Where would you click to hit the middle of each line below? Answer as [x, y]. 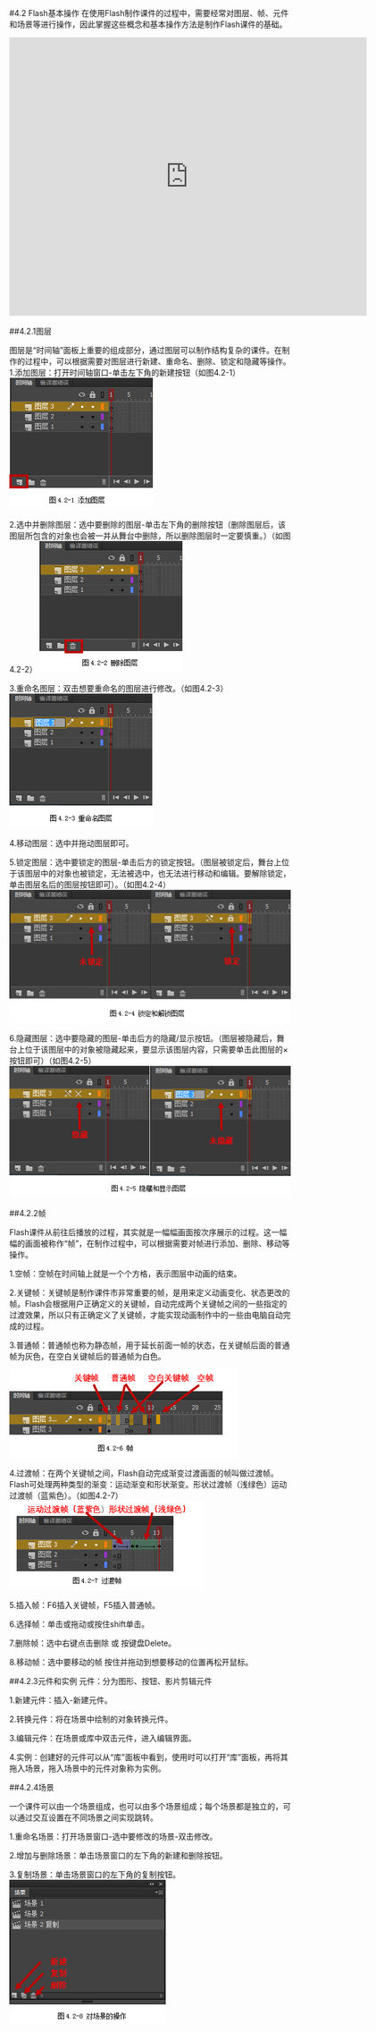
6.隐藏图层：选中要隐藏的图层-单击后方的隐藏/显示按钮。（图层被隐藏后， [143, 1038]
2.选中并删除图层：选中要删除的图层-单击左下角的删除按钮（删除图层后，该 [148, 525]
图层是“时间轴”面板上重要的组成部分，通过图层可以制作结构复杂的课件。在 [146, 350]
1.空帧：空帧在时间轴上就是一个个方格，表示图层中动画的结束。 [125, 1274]
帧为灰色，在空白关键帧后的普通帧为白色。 [88, 1356]
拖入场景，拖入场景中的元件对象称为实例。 [88, 1768]
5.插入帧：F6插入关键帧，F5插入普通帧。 [85, 1604]
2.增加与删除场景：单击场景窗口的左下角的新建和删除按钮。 [118, 1855]
